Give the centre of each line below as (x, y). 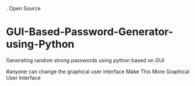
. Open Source (23, 8)
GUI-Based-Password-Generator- (90, 32)
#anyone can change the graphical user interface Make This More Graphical (98, 71)
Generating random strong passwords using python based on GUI (85, 60)
